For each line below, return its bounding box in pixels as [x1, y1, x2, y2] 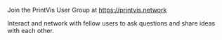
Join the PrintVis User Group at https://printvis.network [7, 6, 167, 14]
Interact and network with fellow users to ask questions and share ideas [7, 19, 216, 27]
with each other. [7, 27, 54, 34]
